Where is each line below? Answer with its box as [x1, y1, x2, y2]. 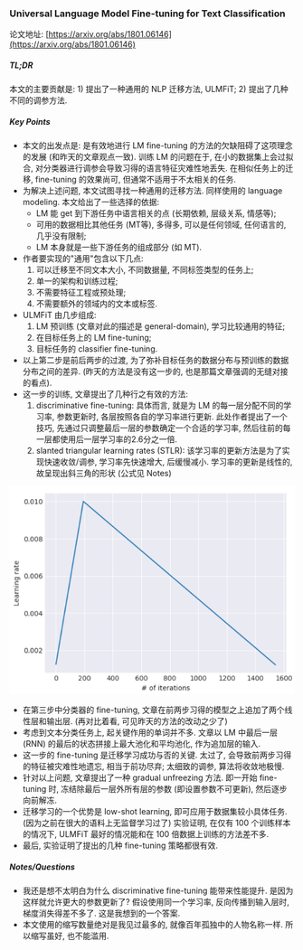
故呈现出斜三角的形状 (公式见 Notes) [35, 468, 172, 479]
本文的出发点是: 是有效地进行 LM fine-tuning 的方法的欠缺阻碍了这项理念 [22, 140, 293, 151]
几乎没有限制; [35, 230, 87, 241]
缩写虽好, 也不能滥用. [30, 930, 109, 942]
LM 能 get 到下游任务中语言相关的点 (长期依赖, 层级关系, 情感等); [35, 208, 277, 219]
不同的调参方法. [9, 95, 68, 106]
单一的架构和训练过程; [35, 276, 118, 287]
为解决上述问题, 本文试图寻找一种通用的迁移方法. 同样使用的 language [22, 185, 283, 196]
